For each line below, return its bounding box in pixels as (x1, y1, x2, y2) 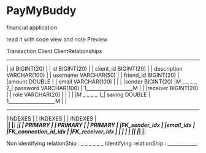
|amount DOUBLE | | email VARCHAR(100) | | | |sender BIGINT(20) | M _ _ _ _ (6, 77, 197, 85)
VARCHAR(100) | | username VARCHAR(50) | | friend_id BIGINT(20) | (6, 71, 180, 79)
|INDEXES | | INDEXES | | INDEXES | (6, 115, 97, 122)
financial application (6, 24, 57, 31)
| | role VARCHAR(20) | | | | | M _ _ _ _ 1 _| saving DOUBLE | (6, 91, 150, 98)
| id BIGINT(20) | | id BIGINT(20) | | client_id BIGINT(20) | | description (6, 65, 183, 72)
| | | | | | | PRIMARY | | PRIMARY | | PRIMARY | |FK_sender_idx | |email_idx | (6, 121, 195, 129)
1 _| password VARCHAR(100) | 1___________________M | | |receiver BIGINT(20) (6, 84, 199, 91)
